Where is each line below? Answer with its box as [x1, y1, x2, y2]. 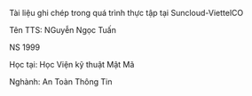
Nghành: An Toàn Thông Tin [9, 76, 113, 87]
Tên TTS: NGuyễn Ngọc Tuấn [9, 25, 117, 35]
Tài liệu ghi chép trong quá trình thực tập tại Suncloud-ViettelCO [9, 8, 244, 18]
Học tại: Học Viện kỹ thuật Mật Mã [9, 60, 135, 69]
